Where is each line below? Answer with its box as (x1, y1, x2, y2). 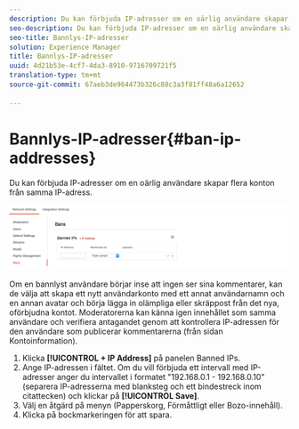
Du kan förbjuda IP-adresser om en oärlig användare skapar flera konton (9, 177, 275, 188)
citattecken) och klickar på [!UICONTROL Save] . (21, 391, 200, 401)
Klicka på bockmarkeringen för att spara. (21, 409, 173, 420)
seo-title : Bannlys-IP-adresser (9, 33, 129, 42)
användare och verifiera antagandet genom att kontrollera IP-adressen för (9, 317, 280, 328)
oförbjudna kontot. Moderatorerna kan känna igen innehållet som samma (9, 307, 277, 318)
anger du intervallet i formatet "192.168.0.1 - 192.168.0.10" (56, 372, 265, 383)
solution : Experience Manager (9, 43, 122, 52)
